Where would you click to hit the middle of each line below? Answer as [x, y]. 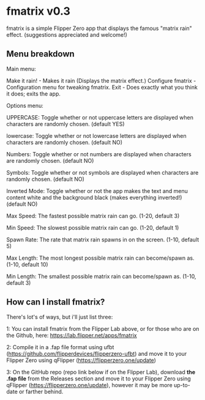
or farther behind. [41, 391]
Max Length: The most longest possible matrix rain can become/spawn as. [100, 258]
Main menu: [21, 69]
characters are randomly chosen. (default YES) [65, 124]
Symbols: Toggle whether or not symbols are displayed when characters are [102, 172]
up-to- [182, 385]
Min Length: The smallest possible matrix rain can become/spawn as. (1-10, [101, 276]
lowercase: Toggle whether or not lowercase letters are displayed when [96, 135]
